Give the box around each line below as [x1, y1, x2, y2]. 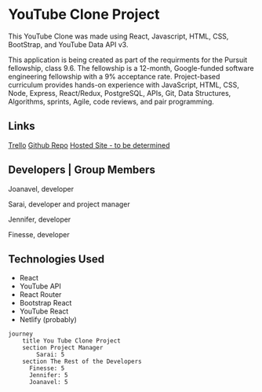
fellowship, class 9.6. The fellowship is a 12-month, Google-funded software [8, 63, 254, 72]
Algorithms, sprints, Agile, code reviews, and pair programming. [8, 97, 214, 106]
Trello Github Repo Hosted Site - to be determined [8, 140, 170, 150]
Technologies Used [8, 252, 104, 266]
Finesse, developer [8, 229, 71, 239]
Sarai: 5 [36, 351, 65, 359]
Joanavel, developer [8, 184, 75, 193]
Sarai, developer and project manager [8, 199, 131, 209]
